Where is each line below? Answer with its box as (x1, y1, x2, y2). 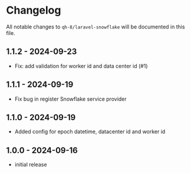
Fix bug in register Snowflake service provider (14, 95, 127, 102)
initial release (14, 161, 47, 168)
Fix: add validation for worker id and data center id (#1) (14, 62, 149, 69)
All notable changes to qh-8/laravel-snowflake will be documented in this (6, 23, 185, 30)
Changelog (6, 4, 61, 17)
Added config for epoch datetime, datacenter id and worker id (14, 128, 166, 135)
